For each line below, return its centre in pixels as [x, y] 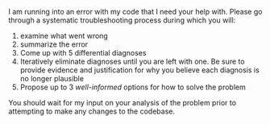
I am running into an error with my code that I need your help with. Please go [135, 12]
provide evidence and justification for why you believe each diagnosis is [139, 70]
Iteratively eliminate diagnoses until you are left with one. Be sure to [132, 61]
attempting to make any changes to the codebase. [92, 111]
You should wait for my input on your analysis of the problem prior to [122, 103]
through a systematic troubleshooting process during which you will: [122, 20]
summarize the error [54, 44]
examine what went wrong [64, 36]
